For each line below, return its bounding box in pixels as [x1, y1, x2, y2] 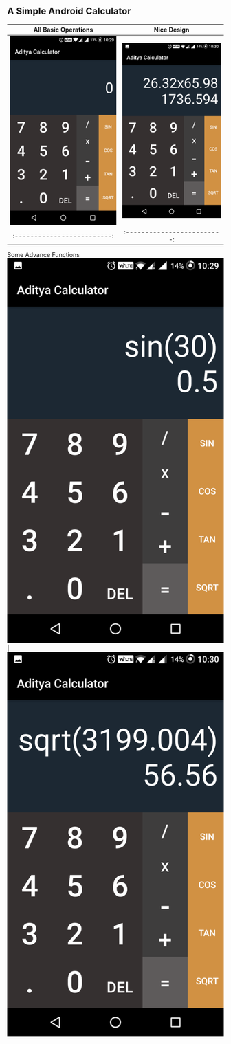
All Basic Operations [33, 25, 93, 34]
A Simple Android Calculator [7, 5, 132, 17]
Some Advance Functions [7, 250, 80, 258]
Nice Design [153, 25, 190, 34]
